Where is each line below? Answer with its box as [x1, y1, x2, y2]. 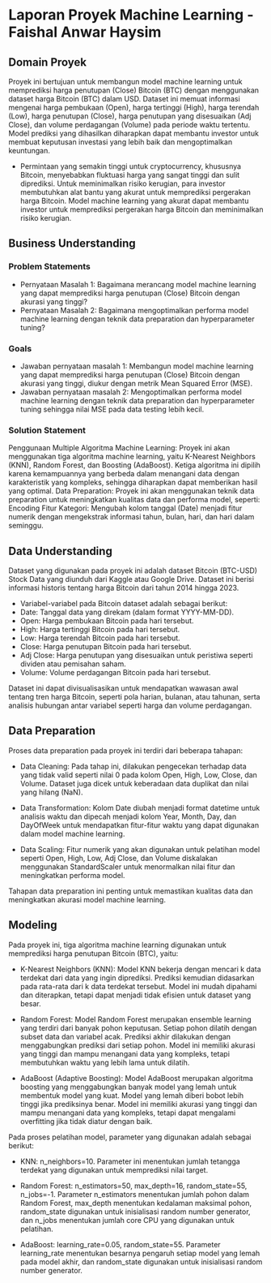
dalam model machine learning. [19, 829, 125, 838]
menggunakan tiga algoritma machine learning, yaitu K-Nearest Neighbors [8, 452, 256, 462]
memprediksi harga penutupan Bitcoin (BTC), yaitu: [8, 948, 179, 958]
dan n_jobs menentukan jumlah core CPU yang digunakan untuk [19, 1215, 235, 1225]
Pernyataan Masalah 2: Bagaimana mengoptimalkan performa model [19, 305, 249, 315]
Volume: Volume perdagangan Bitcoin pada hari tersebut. [19, 668, 211, 678]
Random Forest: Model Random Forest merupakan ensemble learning [19, 1014, 252, 1024]
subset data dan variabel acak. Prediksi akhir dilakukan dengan [19, 1031, 231, 1041]
